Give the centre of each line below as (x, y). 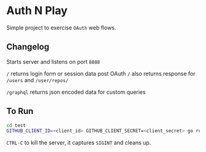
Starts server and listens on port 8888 (53, 61)
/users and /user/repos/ (37, 80)
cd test (16, 125)
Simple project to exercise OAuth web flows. (61, 28)
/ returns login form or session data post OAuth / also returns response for (101, 74)
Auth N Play (37, 11)
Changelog (28, 47)
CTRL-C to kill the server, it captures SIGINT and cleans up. (79, 143)
